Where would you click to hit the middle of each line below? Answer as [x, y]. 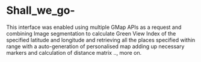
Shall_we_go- [41, 11]
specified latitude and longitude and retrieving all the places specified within [101, 40]
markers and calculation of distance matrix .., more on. [74, 52]
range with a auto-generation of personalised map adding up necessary [95, 46]
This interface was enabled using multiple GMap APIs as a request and [94, 27]
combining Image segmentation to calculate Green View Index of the [91, 33]
